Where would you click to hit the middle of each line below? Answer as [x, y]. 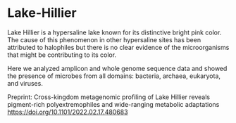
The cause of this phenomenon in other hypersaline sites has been [104, 39]
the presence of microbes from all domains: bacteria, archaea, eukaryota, [114, 76]
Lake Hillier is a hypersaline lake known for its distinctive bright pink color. [114, 32]
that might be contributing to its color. [62, 55]
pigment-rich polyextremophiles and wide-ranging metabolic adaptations [113, 104]
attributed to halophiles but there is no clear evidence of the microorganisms [118, 47]
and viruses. [25, 83]
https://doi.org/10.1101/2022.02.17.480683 [68, 112]
